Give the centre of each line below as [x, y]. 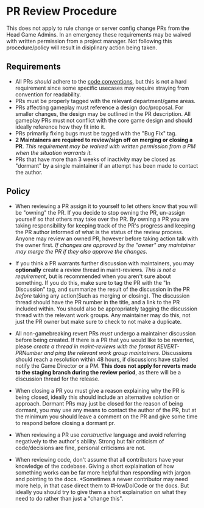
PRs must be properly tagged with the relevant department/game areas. [105, 101]
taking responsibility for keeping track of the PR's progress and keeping [105, 225]
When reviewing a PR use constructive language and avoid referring [100, 435]
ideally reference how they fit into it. [60, 127]
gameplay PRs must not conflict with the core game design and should [104, 120]
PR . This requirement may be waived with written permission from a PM [105, 146]
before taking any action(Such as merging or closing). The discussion [102, 295]
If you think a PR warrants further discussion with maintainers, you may [104, 263]
